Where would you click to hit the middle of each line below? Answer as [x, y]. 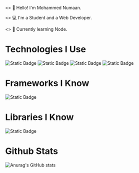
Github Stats [32, 151]
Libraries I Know [39, 117]
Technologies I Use [46, 49]
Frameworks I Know [47, 84]
